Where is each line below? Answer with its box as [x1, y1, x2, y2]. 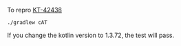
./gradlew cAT [7, 19, 48, 26]
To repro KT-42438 [7, 6, 62, 14]
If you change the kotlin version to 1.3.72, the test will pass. [7, 31, 175, 39]
